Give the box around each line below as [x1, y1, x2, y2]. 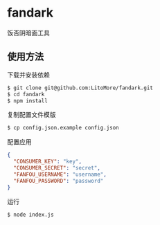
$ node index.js [7, 211, 54, 218]
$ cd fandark [7, 91, 45, 98]
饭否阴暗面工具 [7, 28, 50, 37]
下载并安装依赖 [7, 71, 50, 79]
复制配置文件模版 [7, 111, 56, 119]
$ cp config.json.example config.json [7, 125, 119, 132]
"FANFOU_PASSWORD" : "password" [13, 177, 104, 184]
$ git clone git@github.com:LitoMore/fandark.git [7, 84, 154, 91]
